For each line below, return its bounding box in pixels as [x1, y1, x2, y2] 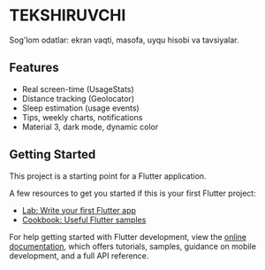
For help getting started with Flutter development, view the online [9, 231, 247, 242]
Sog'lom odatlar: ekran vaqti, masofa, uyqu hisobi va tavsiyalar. [9, 35, 240, 45]
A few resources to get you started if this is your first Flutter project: [9, 188, 256, 198]
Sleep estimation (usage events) [21, 103, 140, 113]
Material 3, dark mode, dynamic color [21, 121, 159, 132]
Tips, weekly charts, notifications [21, 112, 143, 122]
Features [9, 60, 59, 75]
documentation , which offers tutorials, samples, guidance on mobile [9, 241, 256, 251]
